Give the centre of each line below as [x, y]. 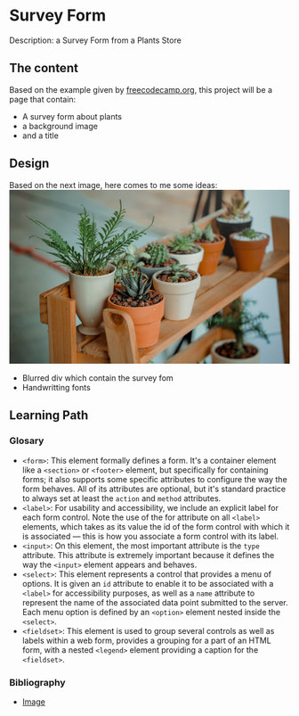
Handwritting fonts [56, 388]
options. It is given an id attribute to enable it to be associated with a [148, 583]
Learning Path [49, 416]
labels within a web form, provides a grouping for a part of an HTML [146, 640]
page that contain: [43, 99]
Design [29, 164]
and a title [40, 136]
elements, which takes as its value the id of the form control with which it [156, 526]
